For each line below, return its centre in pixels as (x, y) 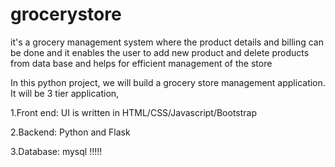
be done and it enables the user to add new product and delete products (160, 52)
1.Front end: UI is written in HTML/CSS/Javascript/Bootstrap (134, 112)
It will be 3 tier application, (65, 93)
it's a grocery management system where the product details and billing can (167, 42)
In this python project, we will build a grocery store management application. (168, 82)
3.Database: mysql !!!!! (56, 151)
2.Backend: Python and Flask (70, 132)
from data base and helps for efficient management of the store (141, 63)
